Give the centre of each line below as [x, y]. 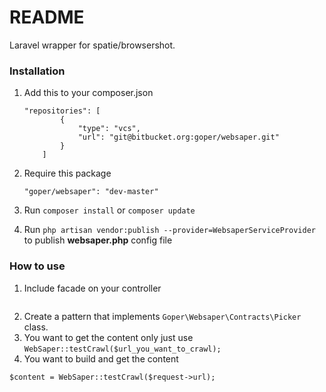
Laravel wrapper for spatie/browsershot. [92, 45]
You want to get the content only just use [108, 337]
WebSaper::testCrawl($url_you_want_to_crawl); [122, 349]
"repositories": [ [62, 111]
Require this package [67, 173]
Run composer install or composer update [109, 210]
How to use [37, 266]
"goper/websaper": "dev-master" [91, 192]
